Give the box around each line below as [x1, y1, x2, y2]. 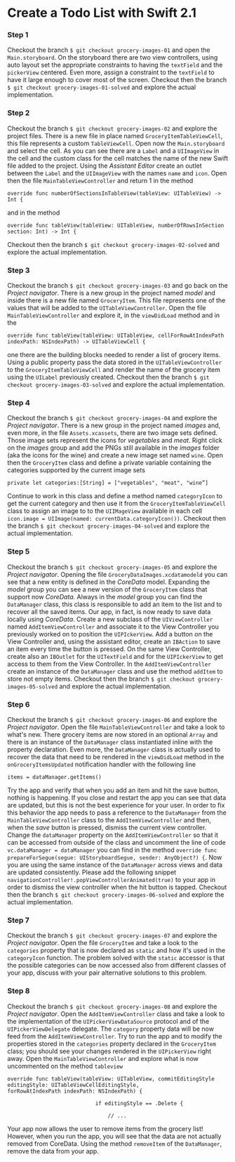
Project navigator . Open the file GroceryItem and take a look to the [7, 939, 199, 947]
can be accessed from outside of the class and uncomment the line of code [7, 838, 226, 846]
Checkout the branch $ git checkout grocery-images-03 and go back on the [7, 281, 228, 290]
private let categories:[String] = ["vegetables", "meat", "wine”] [7, 479, 209, 487]
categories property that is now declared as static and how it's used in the [7, 946, 226, 955]
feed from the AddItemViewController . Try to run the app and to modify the [7, 1031, 222, 1040]
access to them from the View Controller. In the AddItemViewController [7, 660, 212, 668]
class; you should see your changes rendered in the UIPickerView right [7, 1047, 212, 1055]
